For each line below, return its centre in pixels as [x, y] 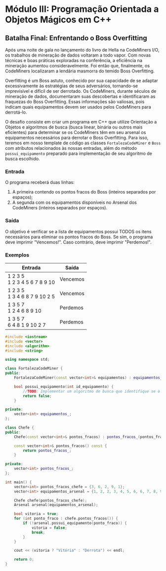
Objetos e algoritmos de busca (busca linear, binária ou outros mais [74, 127]
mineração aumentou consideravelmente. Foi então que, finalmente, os [77, 66]
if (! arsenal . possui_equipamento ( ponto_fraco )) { [75, 523]
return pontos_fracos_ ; [47, 450]
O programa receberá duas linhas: [40, 183]
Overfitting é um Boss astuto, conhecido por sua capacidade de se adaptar [82, 81]
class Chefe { [20, 428]
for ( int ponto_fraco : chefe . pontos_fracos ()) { [66, 519]
